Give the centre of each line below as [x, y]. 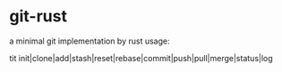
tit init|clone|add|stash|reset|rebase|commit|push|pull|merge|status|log [141, 58]
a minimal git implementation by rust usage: [90, 41]
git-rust [38, 16]
